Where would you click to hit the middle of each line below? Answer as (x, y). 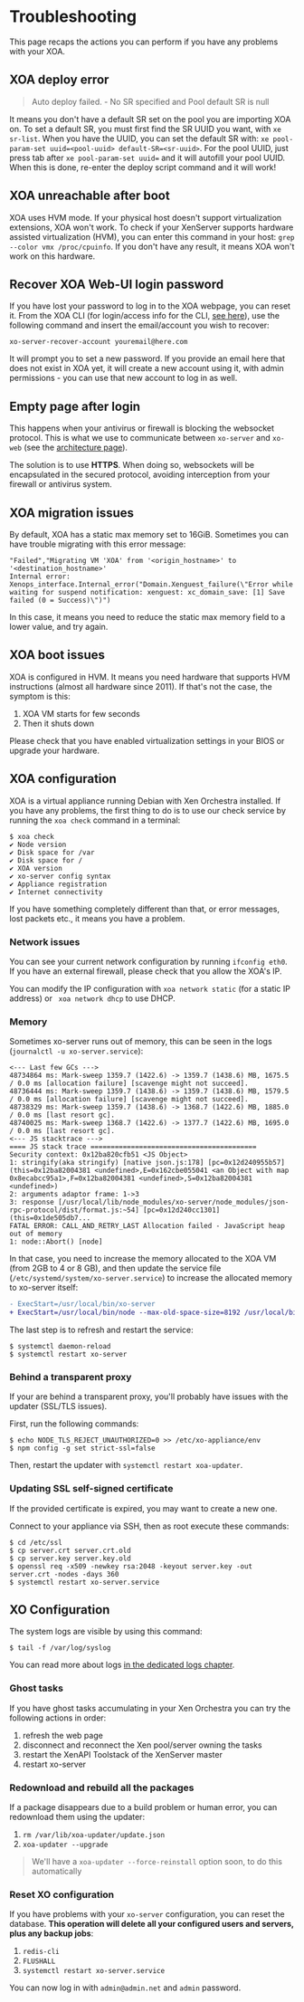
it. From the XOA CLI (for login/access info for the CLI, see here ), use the (145, 316)
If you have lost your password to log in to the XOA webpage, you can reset (150, 306)
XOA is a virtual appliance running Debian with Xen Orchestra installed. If (145, 801)
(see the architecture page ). (76, 448)
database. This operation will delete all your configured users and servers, (152, 1924)
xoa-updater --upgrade (65, 1845)
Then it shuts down (58, 723)
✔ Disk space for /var (52, 853)
